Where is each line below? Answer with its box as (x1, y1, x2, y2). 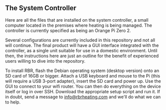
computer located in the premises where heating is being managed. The (5, 22, 152, 28)
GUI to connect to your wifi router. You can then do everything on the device (5, 83, 161, 89)
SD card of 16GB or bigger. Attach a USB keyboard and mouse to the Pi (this (5, 73, 160, 78)
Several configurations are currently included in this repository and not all (5, 37, 155, 43)
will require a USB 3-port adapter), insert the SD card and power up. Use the (5, 78, 161, 84)
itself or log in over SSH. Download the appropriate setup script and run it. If (5, 88, 160, 94)
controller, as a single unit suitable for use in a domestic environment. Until (5, 47, 158, 53)
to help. (5, 99, 21, 105)
